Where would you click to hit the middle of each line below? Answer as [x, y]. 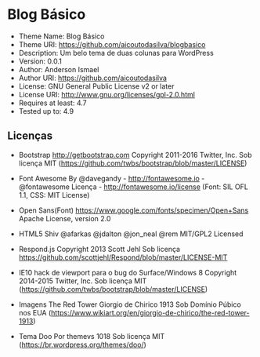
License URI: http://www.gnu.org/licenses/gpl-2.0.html [107, 94]
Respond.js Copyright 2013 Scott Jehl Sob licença [99, 249]
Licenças [30, 136]
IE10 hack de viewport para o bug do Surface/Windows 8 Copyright [128, 272]
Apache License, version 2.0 [65, 218]
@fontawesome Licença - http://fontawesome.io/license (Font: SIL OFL [133, 187]
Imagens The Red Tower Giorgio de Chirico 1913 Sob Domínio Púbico [130, 304]
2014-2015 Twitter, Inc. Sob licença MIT [83, 281]
